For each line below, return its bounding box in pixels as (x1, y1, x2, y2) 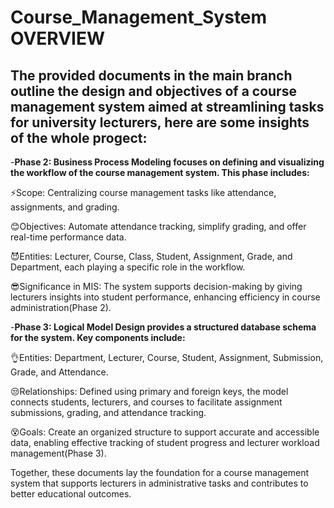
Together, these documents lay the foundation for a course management (10, 467, 310, 478)
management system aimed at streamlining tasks (10, 98, 325, 115)
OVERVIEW (10, 27, 106, 50)
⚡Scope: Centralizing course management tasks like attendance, (10, 187, 277, 198)
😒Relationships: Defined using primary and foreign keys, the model (10, 386, 289, 397)
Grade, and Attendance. (10, 366, 109, 378)
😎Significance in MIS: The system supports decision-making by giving (10, 281, 303, 292)
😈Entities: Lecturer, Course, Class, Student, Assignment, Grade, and (10, 251, 293, 262)
